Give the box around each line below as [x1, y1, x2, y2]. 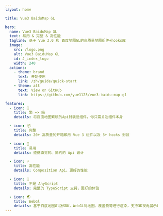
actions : [9, 65, 27, 70]
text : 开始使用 [17, 74, 46, 79]
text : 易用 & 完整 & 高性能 [9, 33, 61, 39]
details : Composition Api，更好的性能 [14, 168, 88, 173]
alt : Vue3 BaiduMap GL [14, 51, 60, 56]
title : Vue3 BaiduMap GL [5, 16, 55, 21]
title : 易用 [14, 146, 36, 150]
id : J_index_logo [14, 56, 49, 61]
